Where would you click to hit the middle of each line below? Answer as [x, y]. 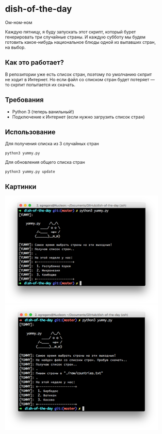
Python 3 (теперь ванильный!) [43, 112]
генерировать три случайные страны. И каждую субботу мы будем [75, 37]
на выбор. [15, 47]
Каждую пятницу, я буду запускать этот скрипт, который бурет [71, 32]
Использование [30, 132]
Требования [24, 100]
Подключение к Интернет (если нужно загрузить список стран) [78, 117]
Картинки [21, 186]
